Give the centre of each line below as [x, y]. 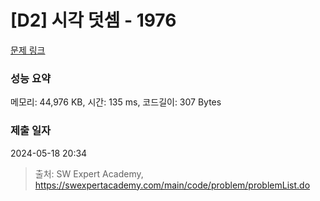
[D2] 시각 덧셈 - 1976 [93, 20]
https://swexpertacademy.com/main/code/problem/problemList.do [172, 185]
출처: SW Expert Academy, [89, 173]
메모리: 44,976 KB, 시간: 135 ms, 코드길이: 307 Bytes [116, 102]
